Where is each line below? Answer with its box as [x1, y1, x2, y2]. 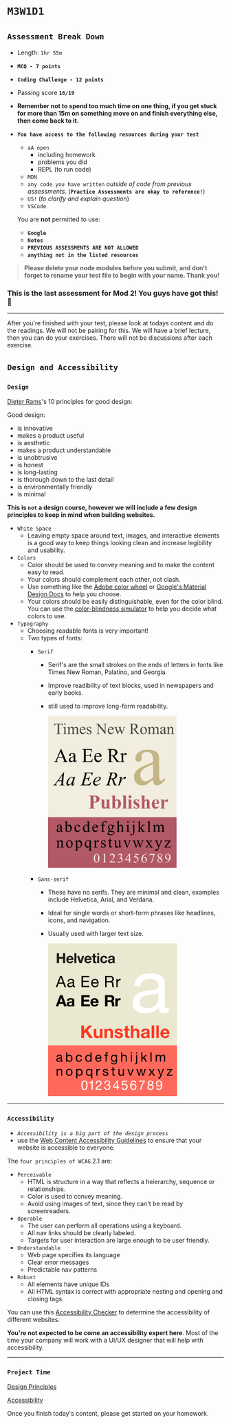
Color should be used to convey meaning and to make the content [27, 560, 214, 569]
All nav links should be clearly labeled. [27, 1228, 136, 1237]
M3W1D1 [7, 5, 45, 18]
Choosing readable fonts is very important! [27, 627, 149, 635]
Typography [16, 620, 49, 627]
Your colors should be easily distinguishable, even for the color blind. [27, 597, 223, 605]
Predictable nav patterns [27, 1265, 98, 1274]
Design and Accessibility [7, 362, 118, 372]
